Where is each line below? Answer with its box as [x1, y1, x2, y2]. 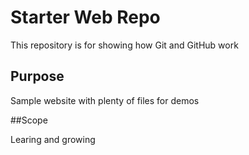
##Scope [10, 114, 48, 126]
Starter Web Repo [10, 6, 161, 29]
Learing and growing [10, 133, 96, 145]
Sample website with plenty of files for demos [10, 94, 200, 106]
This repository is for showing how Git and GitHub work [10, 39, 239, 51]
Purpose [10, 68, 65, 85]
